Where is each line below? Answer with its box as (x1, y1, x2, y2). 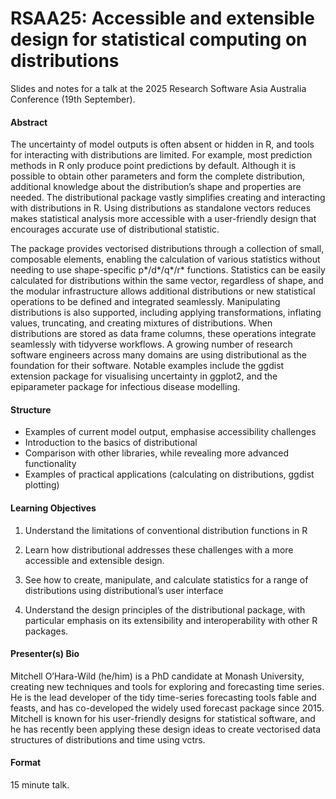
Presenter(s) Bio (10, 648, 80, 660)
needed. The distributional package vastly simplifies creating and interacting (10, 192, 326, 204)
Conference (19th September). (10, 93, 136, 105)
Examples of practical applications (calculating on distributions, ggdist (24, 468, 315, 481)
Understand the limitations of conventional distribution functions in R (24, 524, 308, 536)
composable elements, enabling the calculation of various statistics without (10, 253, 321, 266)
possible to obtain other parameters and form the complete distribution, (10, 170, 306, 182)
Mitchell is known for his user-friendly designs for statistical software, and (10, 712, 316, 724)
